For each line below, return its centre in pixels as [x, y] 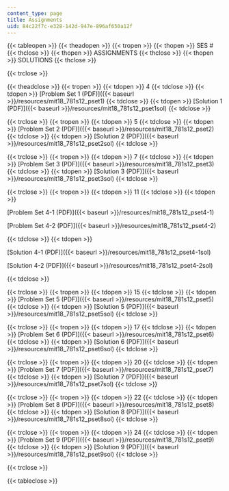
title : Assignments [35, 20]
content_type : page [35, 13]
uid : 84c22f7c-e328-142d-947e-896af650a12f [70, 26]
